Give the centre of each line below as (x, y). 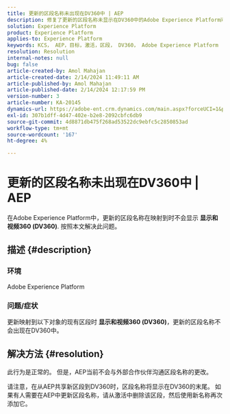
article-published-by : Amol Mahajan (59, 84)
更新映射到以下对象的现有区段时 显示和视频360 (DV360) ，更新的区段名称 (111, 322)
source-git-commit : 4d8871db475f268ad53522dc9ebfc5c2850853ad (98, 122)
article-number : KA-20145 (44, 103)
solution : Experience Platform (52, 26)
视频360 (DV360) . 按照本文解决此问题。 (64, 226)
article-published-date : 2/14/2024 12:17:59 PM (76, 90)
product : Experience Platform (50, 33)
